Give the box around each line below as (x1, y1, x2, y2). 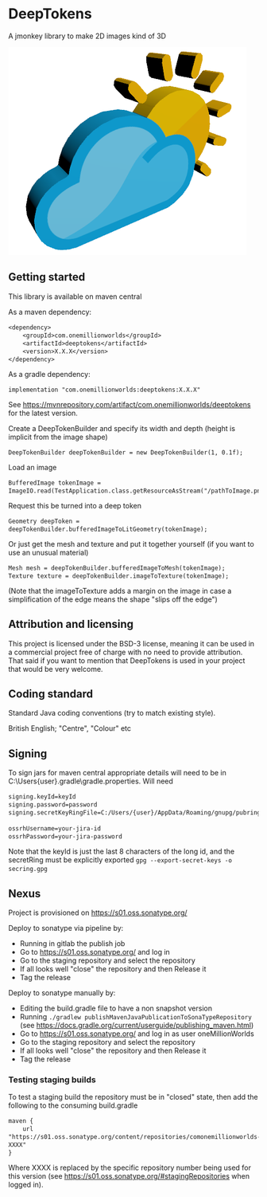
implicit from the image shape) (8, 432, 109, 442)
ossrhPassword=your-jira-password (8, 833, 123, 841)
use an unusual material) (8, 547, 89, 557)
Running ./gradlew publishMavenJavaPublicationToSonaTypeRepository (19, 1012, 252, 1021)
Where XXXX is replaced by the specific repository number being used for (8, 1163, 252, 1172)
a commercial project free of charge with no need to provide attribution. (8, 647, 243, 657)
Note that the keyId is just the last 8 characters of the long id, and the (8, 846, 235, 857)
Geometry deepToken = (8, 517, 80, 525)
